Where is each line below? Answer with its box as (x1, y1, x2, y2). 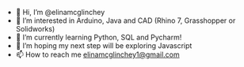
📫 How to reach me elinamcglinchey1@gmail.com (15, 50, 180, 59)
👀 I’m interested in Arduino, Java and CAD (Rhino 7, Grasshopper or (15, 16, 236, 25)
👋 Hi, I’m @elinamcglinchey (15, 8, 105, 17)
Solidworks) (15, 24, 55, 33)
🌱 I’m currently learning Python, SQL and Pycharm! (15, 32, 182, 42)
